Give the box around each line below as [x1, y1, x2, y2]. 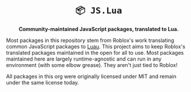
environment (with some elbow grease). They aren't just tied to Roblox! [6, 61, 178, 68]
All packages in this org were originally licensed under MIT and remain [6, 73, 176, 80]
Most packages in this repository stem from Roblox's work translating [6, 37, 175, 44]
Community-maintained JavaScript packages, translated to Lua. [18, 25, 179, 33]
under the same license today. [6, 79, 79, 86]
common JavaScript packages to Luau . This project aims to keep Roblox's [6, 43, 186, 50]
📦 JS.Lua [75, 5, 122, 16]
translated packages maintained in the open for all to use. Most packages [6, 49, 184, 56]
